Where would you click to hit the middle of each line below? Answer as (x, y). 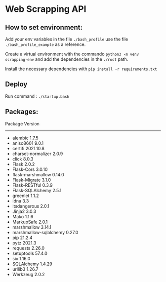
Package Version (22, 123)
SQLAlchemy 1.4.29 (32, 264)
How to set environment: (44, 27)
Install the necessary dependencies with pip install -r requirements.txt (81, 69)
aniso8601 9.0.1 (28, 143)
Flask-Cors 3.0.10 (30, 169)
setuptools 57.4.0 (30, 253)
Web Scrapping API (46, 9)
